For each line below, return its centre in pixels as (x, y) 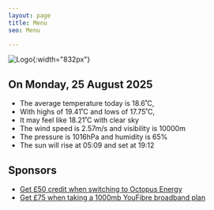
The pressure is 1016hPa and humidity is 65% (94, 137)
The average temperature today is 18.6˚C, (87, 103)
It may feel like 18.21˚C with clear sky (79, 120)
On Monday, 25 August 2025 (81, 84)
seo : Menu (24, 30)
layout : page (30, 15)
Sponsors (32, 170)
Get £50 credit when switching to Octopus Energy (101, 189)
